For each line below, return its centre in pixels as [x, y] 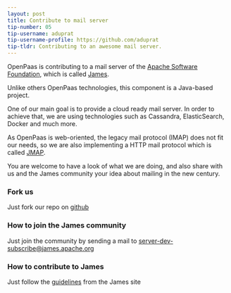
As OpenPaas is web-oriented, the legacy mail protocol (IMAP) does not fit [115, 137]
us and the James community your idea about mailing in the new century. [114, 174]
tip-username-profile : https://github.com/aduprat [83, 40]
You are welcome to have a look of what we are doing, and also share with [115, 166]
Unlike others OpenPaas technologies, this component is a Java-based [110, 88]
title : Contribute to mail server [58, 20]
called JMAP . [26, 152]
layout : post [26, 14]
